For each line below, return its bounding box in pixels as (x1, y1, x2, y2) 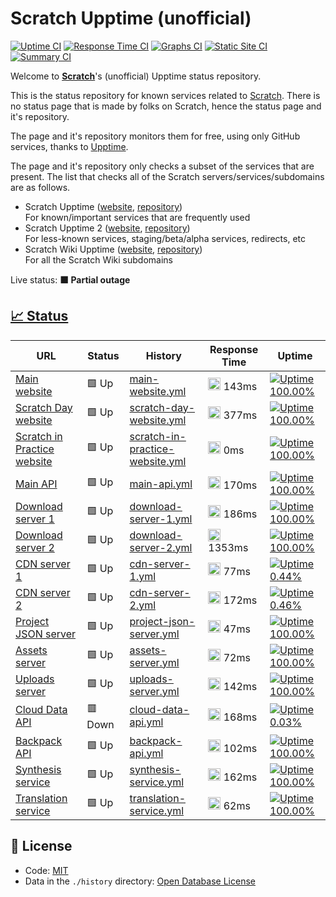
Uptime (277, 348, 313, 362)
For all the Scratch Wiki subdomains (24, 253, 173, 266)
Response (209, 342, 259, 356)
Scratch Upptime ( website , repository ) (24, 200, 183, 212)
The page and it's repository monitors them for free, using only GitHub (10, 130, 301, 142)
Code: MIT (24, 864, 69, 876)
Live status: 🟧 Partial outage (10, 273, 131, 286)
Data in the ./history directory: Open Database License (24, 875, 256, 887)
